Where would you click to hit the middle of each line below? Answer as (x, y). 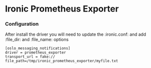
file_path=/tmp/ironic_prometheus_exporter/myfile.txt (62, 61)
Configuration (22, 24)
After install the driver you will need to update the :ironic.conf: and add (76, 34)
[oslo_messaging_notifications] (38, 48)
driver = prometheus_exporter (36, 53)
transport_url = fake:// (30, 57)
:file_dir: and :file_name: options (37, 40)
